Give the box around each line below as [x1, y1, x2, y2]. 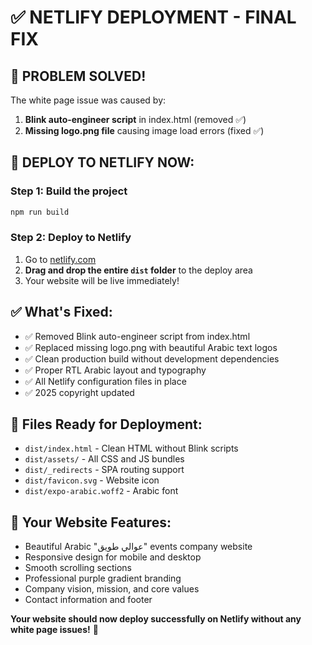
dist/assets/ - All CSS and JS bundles [24, 453, 185, 465]
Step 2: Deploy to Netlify [10, 231, 132, 245]
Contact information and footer [24, 594, 153, 606]
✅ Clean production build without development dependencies [24, 352, 280, 365]
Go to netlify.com [24, 253, 97, 265]
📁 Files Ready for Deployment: [10, 416, 203, 433]
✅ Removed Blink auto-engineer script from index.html [24, 330, 251, 342]
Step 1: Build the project [10, 184, 128, 198]
